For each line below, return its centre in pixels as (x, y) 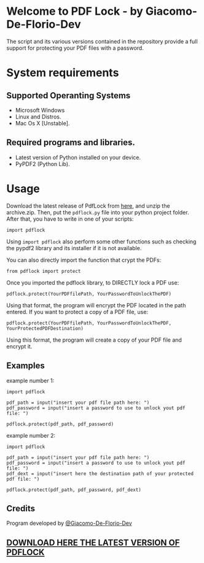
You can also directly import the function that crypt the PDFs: (84, 260)
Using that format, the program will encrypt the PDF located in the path (96, 305)
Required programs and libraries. (71, 143)
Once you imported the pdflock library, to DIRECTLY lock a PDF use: (93, 282)
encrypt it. (19, 346)
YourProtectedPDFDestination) (45, 328)
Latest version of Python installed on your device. (78, 157)
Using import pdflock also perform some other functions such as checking (101, 242)
